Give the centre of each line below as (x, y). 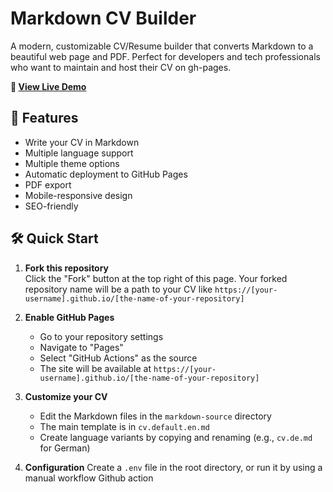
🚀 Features (44, 118)
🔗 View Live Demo (48, 86)
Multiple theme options (72, 163)
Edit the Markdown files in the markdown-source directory (155, 416)
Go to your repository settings (101, 336)
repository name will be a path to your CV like (118, 289)
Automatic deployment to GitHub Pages (106, 174)
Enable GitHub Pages (69, 317)
